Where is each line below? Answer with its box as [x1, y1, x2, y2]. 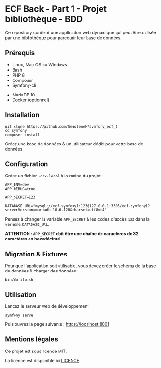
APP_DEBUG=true [5, 187, 36, 192]
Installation [5, 111, 40, 119]
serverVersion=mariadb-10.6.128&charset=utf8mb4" [5, 208, 107, 213]
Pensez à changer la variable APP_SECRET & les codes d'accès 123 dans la [5, 216, 150, 222]
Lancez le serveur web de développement [5, 304, 89, 309]
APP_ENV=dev [5, 182, 29, 187]
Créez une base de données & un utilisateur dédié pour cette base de [5, 141, 144, 146]
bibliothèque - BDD [5, 14, 83, 25]
